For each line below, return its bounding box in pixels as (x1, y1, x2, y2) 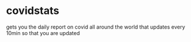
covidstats (6, 4, 60, 17)
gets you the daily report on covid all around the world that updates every (6, 23, 185, 30)
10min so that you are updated (6, 29, 80, 36)
